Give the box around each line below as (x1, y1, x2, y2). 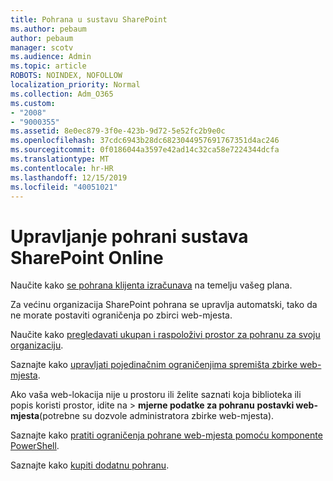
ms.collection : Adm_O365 (10, 89, 114, 99)
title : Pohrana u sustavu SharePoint (10, 14, 168, 25)
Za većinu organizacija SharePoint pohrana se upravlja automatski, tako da (10, 299, 318, 311)
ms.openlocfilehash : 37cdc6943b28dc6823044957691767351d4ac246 (10, 136, 280, 146)
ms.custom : (10, 98, 56, 108)
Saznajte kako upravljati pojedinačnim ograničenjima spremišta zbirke (10, 359, 298, 371)
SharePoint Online (10, 246, 164, 269)
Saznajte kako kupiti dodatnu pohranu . (10, 459, 170, 471)
